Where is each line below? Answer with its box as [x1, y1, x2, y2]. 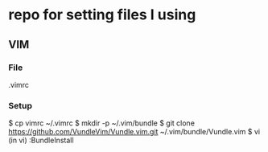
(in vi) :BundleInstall [8, 135, 74, 146]
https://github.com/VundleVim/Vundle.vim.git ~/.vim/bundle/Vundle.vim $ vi [8, 127, 260, 137]
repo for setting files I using [8, 6, 196, 24]
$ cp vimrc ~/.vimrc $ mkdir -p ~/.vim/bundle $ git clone [8, 118, 196, 128]
